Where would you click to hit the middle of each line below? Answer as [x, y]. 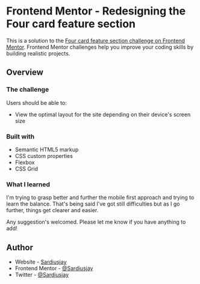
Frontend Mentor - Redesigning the [96, 11]
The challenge [28, 90]
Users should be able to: [37, 103]
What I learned [28, 184]
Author [20, 248]
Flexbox [25, 162]
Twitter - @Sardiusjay [42, 275]
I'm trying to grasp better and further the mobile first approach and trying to [100, 198]
